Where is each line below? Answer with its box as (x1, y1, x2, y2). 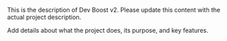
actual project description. (7, 13, 82, 21)
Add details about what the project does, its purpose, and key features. (7, 27, 208, 34)
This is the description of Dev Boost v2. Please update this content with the (7, 6, 221, 14)
